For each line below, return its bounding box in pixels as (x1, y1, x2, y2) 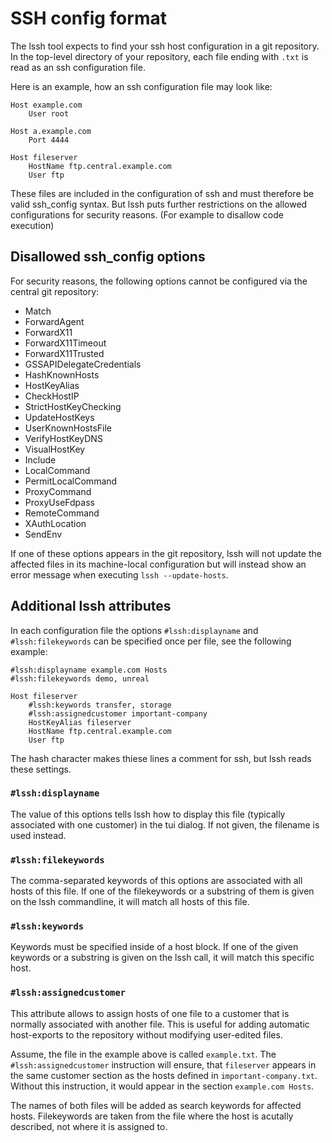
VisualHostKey (24, 443, 86, 455)
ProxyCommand (24, 485, 92, 497)
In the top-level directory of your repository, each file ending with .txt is (10, 50, 309, 62)
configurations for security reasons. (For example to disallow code (10, 208, 285, 221)
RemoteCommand (24, 507, 100, 519)
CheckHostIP (24, 390, 80, 402)
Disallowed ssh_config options (10, 248, 206, 266)
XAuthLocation (24, 517, 87, 529)
